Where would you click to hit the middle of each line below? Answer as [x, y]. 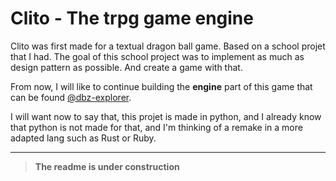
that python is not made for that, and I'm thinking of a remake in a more [156, 127]
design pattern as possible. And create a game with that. [126, 67]
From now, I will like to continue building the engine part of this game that [161, 86]
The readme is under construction [107, 166]
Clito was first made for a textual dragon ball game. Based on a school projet [168, 46]
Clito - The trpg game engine [132, 18]
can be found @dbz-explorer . [71, 97]
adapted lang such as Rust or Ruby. [83, 138]
